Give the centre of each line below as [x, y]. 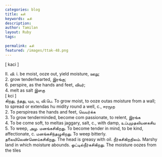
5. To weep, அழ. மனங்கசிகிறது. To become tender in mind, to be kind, [74, 128]
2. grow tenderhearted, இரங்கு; [36, 79]
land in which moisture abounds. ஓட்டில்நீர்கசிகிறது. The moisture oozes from [81, 145]
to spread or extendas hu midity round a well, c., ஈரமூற [60, 106]
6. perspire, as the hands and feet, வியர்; [45, 85]
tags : [10, 37]
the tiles [13, 150]
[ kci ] [11, 96]
